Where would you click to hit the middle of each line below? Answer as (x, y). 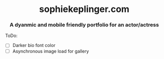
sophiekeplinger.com (84, 9)
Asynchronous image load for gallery (51, 51)
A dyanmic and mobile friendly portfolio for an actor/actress (84, 25)
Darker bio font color (34, 45)
